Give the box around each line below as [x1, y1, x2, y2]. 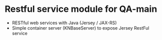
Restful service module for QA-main [5, 3, 157, 15]
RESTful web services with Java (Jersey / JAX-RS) [12, 20, 117, 26]
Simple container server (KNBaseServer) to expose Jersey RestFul [12, 25, 149, 31]
